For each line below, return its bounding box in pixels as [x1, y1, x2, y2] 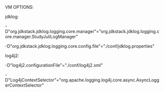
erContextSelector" [5, 82, 44, 88]
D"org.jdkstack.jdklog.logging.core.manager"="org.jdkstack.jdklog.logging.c [5, 29, 160, 34]
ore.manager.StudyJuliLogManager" [5, 34, 78, 39]
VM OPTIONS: [5, 4, 34, 10]
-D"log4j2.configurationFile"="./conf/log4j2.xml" [5, 62, 103, 68]
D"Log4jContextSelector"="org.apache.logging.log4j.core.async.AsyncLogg [5, 77, 160, 83]
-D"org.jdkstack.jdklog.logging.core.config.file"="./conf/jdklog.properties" [5, 43, 155, 49]
